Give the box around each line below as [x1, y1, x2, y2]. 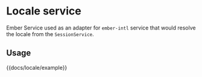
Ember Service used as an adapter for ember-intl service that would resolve [6, 24, 196, 31]
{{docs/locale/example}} [6, 64, 68, 71]
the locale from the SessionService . [6, 30, 95, 37]
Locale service [6, 4, 81, 18]
